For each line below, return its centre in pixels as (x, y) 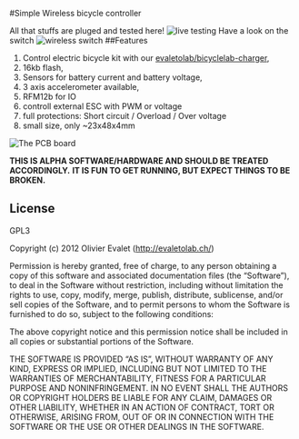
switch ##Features (79, 40)
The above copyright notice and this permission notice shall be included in (149, 332)
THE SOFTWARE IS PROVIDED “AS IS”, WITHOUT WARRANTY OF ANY (141, 359)
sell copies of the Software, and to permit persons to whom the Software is (150, 304)
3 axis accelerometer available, (80, 87)
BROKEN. (28, 180)
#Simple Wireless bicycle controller (75, 13)
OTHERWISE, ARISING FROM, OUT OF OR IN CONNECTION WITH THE (142, 416)
